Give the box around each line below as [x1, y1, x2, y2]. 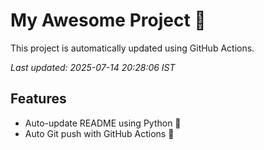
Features [10, 90, 67, 108]
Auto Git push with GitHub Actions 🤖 [24, 127, 175, 139]
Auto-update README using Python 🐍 [24, 117, 182, 129]
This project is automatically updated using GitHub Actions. [10, 42, 255, 54]
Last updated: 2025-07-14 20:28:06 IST [10, 61, 176, 73]
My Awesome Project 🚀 [10, 9, 207, 32]
